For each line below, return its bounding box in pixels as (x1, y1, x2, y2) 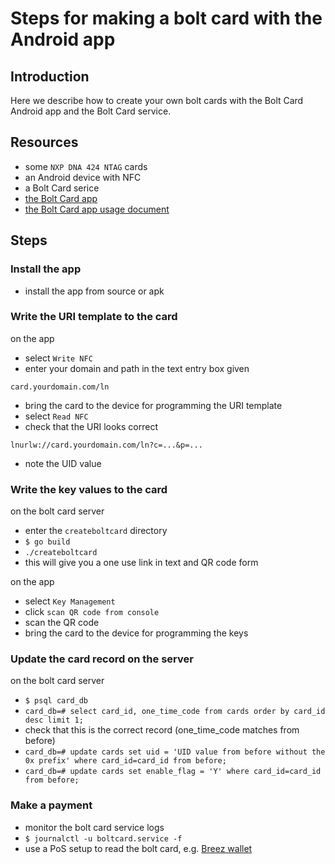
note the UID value (24, 457, 102, 469)
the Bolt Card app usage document (24, 203, 170, 215)
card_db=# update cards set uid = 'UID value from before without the (24, 747, 326, 757)
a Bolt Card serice (24, 182, 100, 194)
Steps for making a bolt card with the (10, 7, 323, 30)
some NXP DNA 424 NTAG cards (24, 160, 148, 172)
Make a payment (10, 798, 93, 812)
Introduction (10, 68, 90, 85)
